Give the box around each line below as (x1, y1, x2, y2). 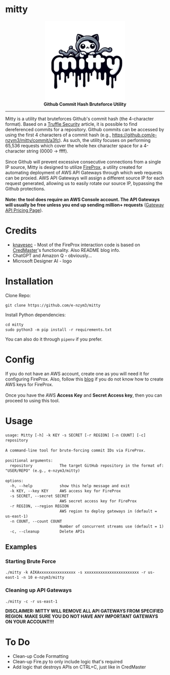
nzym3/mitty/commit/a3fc (5, 137, 60, 143)
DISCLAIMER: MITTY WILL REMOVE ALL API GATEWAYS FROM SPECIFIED (5, 608, 164, 614)
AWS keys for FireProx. (5, 381, 53, 387)
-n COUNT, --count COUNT (10, 518, 62, 524)
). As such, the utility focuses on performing (59, 137, 151, 143)
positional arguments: (5, 458, 53, 463)
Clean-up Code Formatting (12, 653, 69, 659)
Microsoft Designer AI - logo (12, 257, 72, 264)
